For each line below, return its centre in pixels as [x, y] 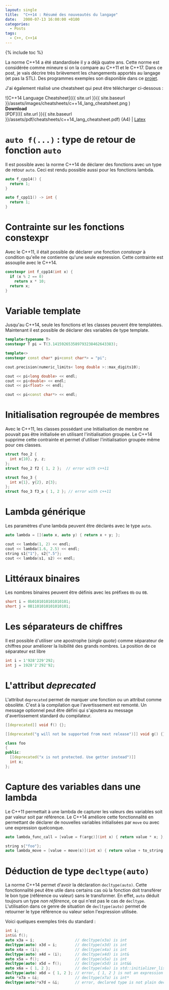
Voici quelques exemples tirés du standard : [51, 921]
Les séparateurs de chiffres [64, 627]
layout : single [21, 10]
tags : [11, 33]
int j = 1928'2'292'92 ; [30, 665]
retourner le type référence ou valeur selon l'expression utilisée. [72, 912]
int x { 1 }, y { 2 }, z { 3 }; [33, 482]
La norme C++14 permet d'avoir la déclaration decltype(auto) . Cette [76, 885]
